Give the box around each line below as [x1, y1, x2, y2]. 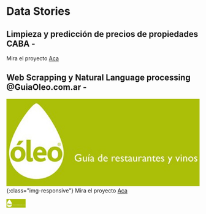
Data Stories [6, 4, 71, 18]
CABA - [6, 38, 36, 49]
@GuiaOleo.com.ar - [6, 82, 87, 93]
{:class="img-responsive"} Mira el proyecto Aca [6, 186, 128, 194]
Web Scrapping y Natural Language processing [6, 73, 191, 83]
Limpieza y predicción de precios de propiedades [6, 29, 199, 39]
